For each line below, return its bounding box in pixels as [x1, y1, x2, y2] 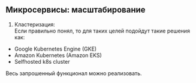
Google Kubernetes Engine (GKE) [14, 45, 97, 52]
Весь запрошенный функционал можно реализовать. [5, 69, 142, 77]
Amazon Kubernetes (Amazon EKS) [14, 51, 102, 59]
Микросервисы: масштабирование [5, 5, 146, 15]
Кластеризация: [14, 20, 55, 28]
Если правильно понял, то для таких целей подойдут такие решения [14, 27, 190, 34]
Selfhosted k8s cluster [14, 58, 70, 65]
